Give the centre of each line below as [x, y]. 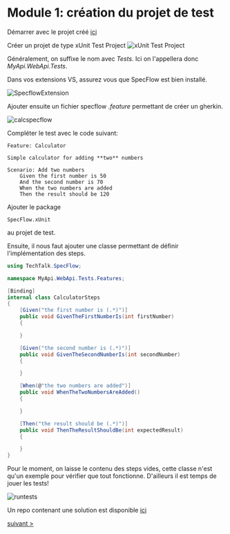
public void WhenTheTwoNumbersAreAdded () [80, 392]
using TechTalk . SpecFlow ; [44, 266]
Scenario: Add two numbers [46, 170]
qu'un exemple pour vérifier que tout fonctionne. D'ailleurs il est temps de [112, 476]
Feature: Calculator [37, 146]
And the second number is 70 [61, 182]
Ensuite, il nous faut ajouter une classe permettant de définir [93, 246]
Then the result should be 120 [65, 194]
